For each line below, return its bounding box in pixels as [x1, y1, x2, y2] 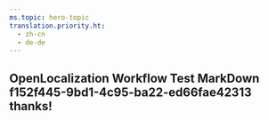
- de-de [17, 37, 46, 47]
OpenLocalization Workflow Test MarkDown [9, 70, 260, 85]
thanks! [9, 99, 53, 114]
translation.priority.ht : [9, 21, 105, 30]
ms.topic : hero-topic [9, 12, 90, 22]
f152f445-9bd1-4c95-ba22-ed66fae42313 [9, 84, 252, 100]
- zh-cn [17, 29, 46, 38]
